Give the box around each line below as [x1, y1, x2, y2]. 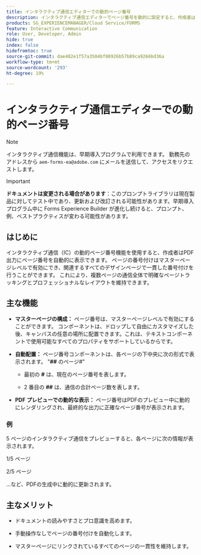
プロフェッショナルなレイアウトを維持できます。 [32, 279, 153, 286]
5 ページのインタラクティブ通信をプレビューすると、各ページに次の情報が [6, 435, 188, 442]
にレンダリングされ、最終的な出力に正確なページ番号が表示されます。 [14, 403, 188, 411]
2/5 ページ [6, 468, 32, 475]
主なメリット [6, 500, 54, 510]
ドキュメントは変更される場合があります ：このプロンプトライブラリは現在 [6, 190, 190, 197]
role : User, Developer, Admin [6, 31, 82, 37]
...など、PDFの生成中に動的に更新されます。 [6, 481, 115, 488]
